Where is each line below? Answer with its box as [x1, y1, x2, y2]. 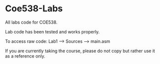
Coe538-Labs [5, 3, 63, 14]
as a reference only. [5, 53, 46, 59]
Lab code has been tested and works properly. [5, 29, 100, 34]
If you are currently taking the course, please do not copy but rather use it [5, 48, 155, 54]
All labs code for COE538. [5, 19, 58, 25]
